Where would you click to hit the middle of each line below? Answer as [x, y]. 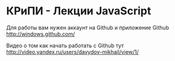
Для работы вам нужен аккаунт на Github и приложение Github [88, 28]
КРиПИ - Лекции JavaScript [79, 11]
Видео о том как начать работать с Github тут [65, 45]
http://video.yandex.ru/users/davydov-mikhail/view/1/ [73, 51]
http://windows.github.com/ [41, 33]
